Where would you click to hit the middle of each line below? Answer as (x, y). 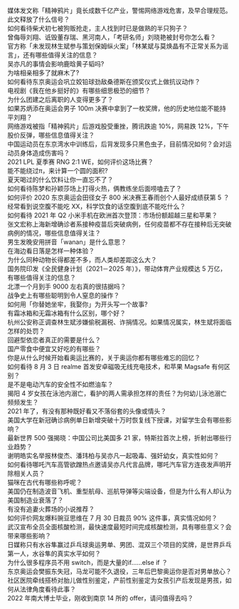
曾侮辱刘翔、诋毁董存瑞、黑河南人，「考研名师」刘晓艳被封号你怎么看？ (112, 37)
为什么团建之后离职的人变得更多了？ (60, 99)
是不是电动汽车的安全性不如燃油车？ (60, 384)
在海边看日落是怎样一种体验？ (51, 251)
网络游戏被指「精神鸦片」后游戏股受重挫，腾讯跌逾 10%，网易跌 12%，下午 (118, 126)
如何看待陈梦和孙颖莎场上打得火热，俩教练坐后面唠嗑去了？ (95, 188)
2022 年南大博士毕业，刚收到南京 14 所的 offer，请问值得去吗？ (101, 598)
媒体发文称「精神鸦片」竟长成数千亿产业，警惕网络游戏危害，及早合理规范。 (119, 10)
